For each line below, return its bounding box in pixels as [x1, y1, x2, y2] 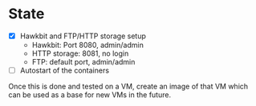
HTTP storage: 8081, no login [31, 49, 129, 58]
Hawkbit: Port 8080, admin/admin [31, 41, 144, 49]
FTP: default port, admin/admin [31, 57, 136, 66]
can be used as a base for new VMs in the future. [8, 90, 171, 100]
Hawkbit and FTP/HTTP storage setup [19, 31, 146, 41]
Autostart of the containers [19, 65, 110, 75]
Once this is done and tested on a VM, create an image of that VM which [8, 81, 249, 92]
